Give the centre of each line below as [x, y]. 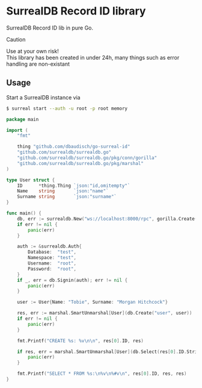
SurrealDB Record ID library [76, 11]
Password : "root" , [52, 269]
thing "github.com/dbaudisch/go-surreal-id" [74, 147]
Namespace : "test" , [52, 258]
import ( [17, 130]
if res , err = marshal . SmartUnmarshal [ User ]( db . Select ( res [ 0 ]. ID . [102, 352]
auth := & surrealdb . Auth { [50, 246]
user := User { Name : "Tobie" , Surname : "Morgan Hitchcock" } [93, 302]
